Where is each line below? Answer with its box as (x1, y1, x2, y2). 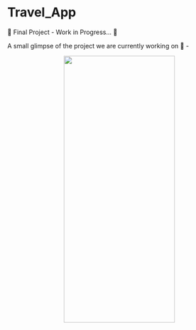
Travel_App (7, 4, 77, 21)
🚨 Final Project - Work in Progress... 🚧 (7, 28, 118, 36)
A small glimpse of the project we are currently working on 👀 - (7, 41, 190, 50)
